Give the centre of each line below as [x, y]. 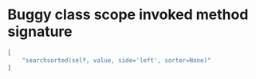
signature [40, 32]
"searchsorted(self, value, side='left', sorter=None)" [117, 60]
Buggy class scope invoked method [128, 15]
